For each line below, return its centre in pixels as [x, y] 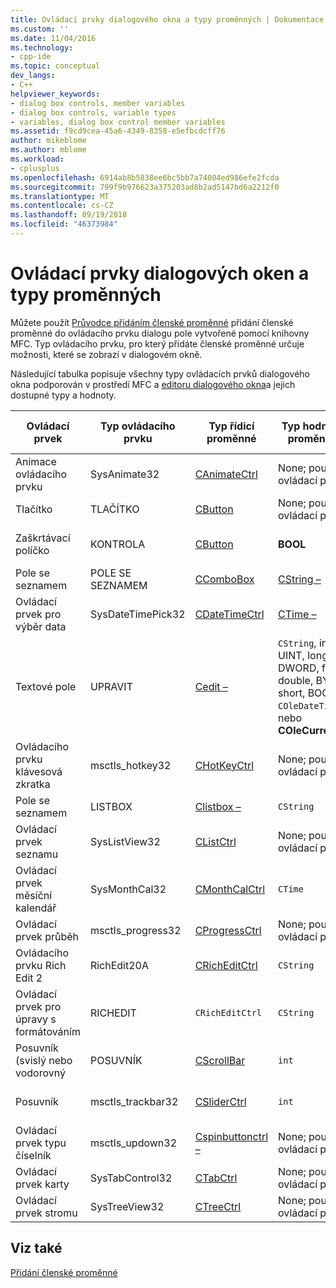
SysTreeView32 [127, 1206]
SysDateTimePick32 [137, 614]
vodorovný [40, 1073]
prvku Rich [41, 965]
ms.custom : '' [40, 29]
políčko [32, 550]
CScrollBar [220, 1060]
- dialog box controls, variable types [93, 112]
